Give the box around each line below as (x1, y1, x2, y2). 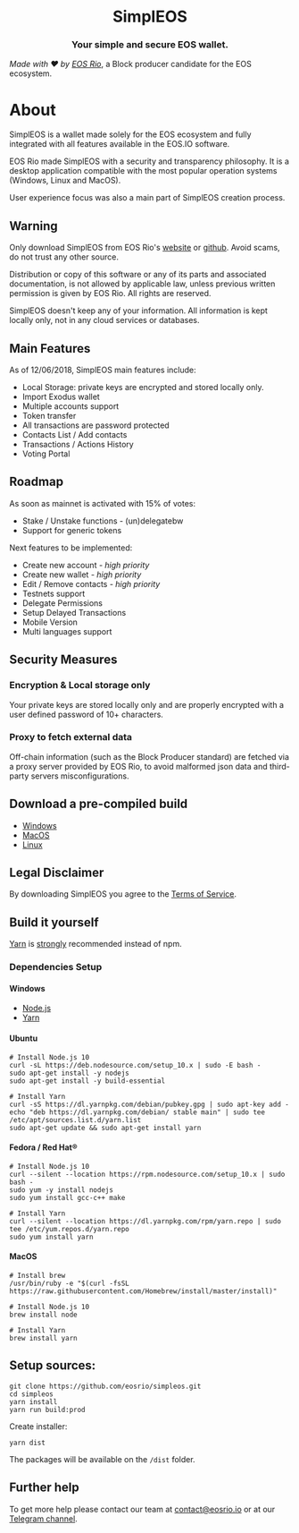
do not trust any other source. (9, 251, 119, 262)
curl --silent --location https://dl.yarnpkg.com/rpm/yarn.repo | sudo (9, 1216, 281, 1226)
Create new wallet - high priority (21, 569, 142, 580)
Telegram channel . (9, 1513, 78, 1524)
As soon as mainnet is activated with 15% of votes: (9, 498, 196, 508)
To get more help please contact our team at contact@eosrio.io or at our (9, 1503, 276, 1514)
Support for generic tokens (21, 524, 122, 535)
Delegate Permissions (21, 597, 104, 609)
